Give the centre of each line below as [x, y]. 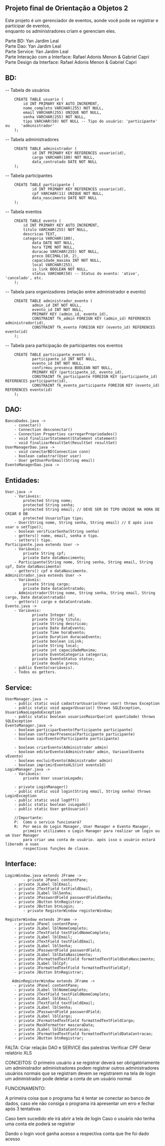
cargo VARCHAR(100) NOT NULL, [63, 157]
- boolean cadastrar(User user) [48, 456]
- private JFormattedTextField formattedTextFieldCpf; [72, 968]
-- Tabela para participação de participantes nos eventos [64, 345]
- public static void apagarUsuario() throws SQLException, [78, 708]
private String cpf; [44, 554]
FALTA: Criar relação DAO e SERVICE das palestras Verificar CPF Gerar [78, 1048]
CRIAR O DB [16, 514]
